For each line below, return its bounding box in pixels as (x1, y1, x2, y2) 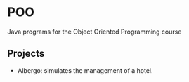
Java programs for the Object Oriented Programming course (7, 27, 182, 36)
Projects (7, 48, 45, 60)
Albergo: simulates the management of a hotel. (17, 66, 153, 74)
